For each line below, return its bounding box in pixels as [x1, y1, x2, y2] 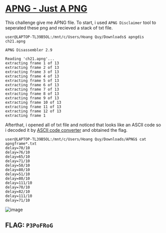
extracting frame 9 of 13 [5, 95, 59, 100]
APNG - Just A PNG [5, 3, 87, 14]
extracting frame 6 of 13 [5, 82, 59, 87]
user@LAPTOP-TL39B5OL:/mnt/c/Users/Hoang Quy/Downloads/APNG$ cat [5, 137, 146, 142]
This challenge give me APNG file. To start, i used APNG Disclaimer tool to [5, 19, 156, 25]
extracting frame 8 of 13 [5, 91, 59, 96]
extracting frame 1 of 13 [5, 60, 59, 65]
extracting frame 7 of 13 [5, 87, 59, 92]
